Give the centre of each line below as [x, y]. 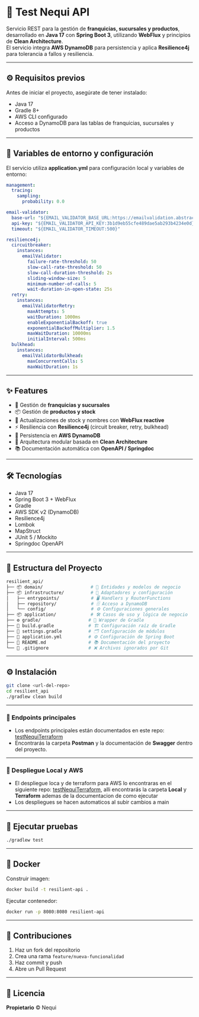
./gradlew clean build [34, 697]
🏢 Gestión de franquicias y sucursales [62, 405]
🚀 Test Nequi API [48, 12]
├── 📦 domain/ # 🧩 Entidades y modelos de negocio [94, 587]
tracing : [22, 191]
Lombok [25, 525]
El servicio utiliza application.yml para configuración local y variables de [95, 168]
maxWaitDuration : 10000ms [60, 333]
